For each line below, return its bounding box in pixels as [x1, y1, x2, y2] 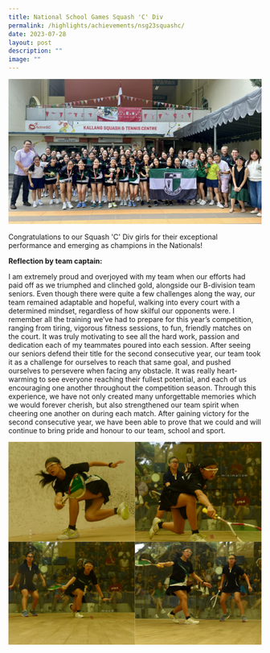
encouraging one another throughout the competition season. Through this [8, 382, 257, 392]
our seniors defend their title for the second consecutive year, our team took [8, 349, 261, 358]
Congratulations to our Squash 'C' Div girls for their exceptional [8, 232, 219, 242]
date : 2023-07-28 [8, 30, 67, 38]
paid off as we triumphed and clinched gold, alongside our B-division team [8, 280, 256, 290]
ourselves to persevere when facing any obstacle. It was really [8, 366, 215, 375]
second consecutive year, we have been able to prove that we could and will [8, 417, 261, 427]
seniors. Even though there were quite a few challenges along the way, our [8, 288, 256, 298]
